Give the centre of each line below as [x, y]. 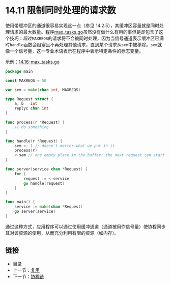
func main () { [20, 202]
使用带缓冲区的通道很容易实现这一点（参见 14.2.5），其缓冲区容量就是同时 [82, 25]
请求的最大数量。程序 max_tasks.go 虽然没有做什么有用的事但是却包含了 [84, 32]
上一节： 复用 [26, 270]
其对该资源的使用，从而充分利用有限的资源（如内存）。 [62, 233]
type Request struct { [29, 99]
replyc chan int [32, 108]
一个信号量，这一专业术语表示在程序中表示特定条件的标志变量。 [76, 51]
